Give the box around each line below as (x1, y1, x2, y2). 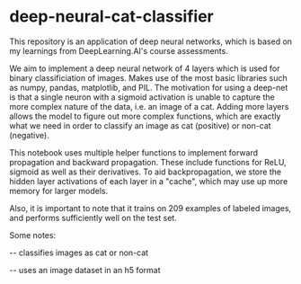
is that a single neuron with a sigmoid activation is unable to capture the (9, 92, 276, 102)
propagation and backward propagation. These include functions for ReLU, (9, 156, 287, 167)
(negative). (9, 129, 49, 140)
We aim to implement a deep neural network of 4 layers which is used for (9, 63, 280, 74)
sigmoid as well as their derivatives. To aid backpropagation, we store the (9, 166, 281, 177)
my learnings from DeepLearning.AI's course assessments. (9, 45, 229, 56)
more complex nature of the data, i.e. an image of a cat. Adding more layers (9, 101, 289, 111)
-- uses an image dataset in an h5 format (9, 264, 161, 275)
